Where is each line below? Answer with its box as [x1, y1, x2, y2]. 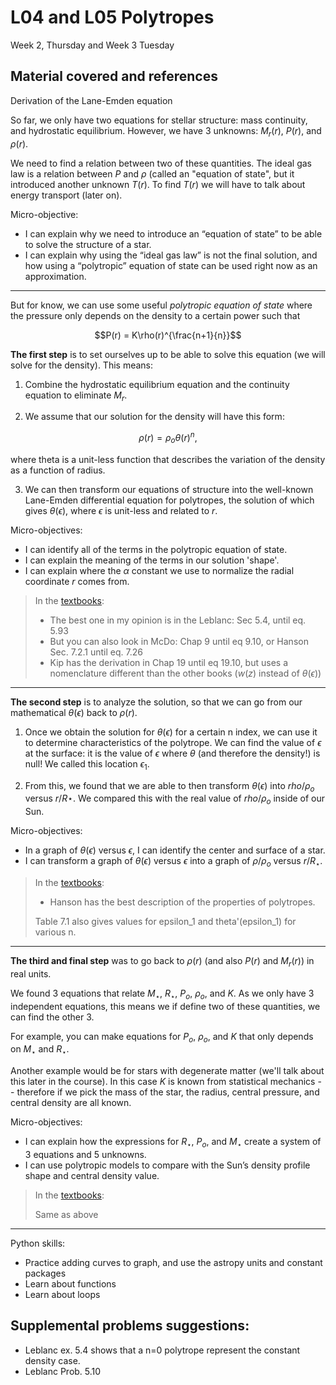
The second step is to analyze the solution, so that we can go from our [10, 696, 303, 708]
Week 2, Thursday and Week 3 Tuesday [10, 39, 175, 51]
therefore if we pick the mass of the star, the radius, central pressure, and [16, 1086, 320, 1098]
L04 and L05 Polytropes [10, 6, 215, 29]
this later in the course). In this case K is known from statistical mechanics [10, 1076, 316, 1088]
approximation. [24, 270, 87, 282]
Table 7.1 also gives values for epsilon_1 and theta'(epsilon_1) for [34, 915, 297, 927]
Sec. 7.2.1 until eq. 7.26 [49, 646, 143, 658]
